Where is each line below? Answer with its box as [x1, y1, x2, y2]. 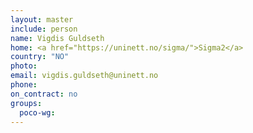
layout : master [10, 14, 74, 25]
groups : [10, 98, 43, 108]
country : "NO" [10, 52, 70, 62]
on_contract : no [10, 89, 78, 99]
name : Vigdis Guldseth [10, 33, 105, 43]
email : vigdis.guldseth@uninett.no [10, 71, 159, 81]
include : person [10, 24, 78, 34]
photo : [10, 61, 38, 71]
